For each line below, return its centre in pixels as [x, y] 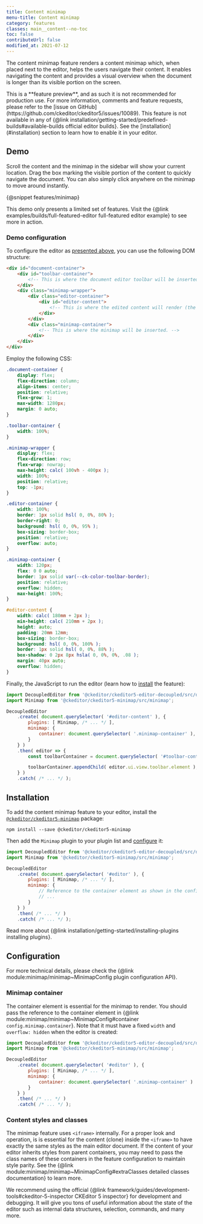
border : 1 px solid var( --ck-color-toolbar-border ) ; [83, 577]
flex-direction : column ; [48, 381]
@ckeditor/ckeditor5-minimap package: [55, 818]
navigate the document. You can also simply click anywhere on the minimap [101, 179]
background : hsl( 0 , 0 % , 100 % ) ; [59, 644]
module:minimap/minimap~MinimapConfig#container [73, 1019]
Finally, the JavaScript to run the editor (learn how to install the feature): [96, 683]
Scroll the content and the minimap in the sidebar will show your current [96, 166]
